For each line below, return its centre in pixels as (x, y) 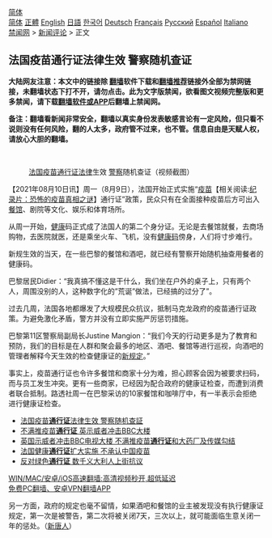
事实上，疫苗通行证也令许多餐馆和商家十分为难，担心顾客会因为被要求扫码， (136, 373)
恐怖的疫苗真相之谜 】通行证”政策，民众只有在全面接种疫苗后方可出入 (145, 199)
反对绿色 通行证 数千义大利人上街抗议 (81, 461)
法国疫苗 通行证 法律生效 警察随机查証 (81, 420)
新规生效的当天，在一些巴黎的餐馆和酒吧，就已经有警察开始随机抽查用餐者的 (136, 253)
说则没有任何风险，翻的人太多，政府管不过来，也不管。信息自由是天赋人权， (136, 129)
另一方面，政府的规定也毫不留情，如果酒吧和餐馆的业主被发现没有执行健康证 (136, 505)
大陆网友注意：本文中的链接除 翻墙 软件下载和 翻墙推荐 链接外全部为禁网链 (130, 81)
